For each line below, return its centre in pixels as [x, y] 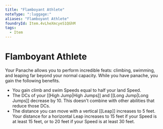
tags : [11, 28]
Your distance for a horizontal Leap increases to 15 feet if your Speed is [84, 116]
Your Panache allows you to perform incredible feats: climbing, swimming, [80, 70]
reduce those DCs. [31, 105]
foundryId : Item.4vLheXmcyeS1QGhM [41, 23]
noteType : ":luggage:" [28, 14]
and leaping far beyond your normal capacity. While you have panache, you [81, 75]
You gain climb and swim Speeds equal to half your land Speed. [77, 90]
